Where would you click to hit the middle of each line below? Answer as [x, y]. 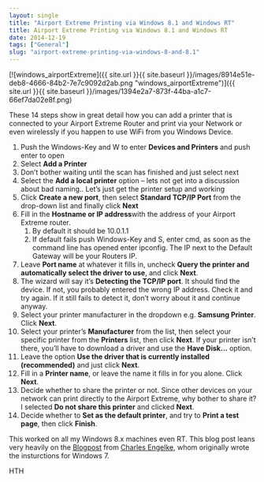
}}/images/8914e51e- [221, 75]
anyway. [34, 306]
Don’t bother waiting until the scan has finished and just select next [130, 172]
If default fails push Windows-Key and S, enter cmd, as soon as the [141, 239]
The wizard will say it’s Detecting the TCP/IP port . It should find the [130, 281]
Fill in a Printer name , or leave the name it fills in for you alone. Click [131, 373]
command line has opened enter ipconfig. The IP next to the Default [142, 248]
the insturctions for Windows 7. [59, 456]
